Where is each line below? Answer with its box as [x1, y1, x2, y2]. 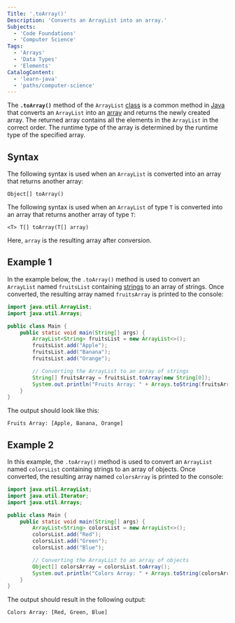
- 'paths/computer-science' [13, 82, 96, 89]
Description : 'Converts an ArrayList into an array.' [7, 17, 168, 24]
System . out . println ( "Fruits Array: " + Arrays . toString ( [32, 381, 201, 388]
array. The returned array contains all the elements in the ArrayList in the [7, 116, 219, 125]
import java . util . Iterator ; [7, 492, 90, 499]
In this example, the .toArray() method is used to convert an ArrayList [7, 458, 213, 466]
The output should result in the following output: [7, 596, 146, 604]
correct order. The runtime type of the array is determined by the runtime [7, 123, 218, 132]
